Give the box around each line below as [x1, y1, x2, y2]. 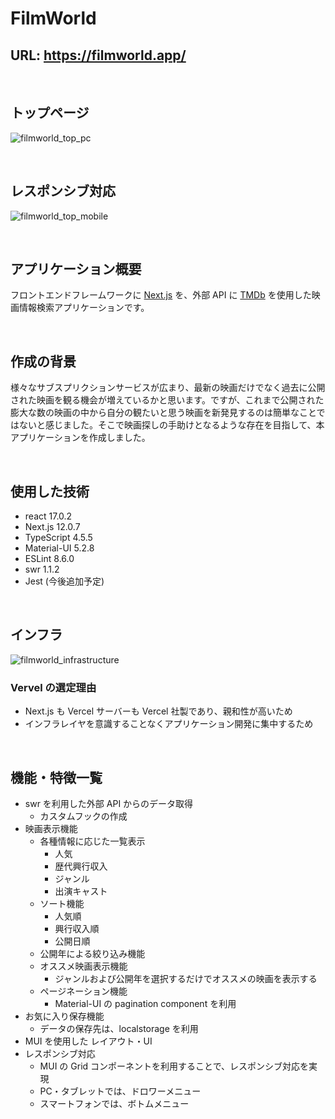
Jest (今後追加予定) [24, 575, 105, 587]
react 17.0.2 [24, 510, 73, 522]
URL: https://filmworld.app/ [10, 47, 187, 64]
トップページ [10, 105, 90, 122]
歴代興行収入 [54, 860, 108, 872]
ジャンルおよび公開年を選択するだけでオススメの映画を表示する [54, 972, 318, 984]
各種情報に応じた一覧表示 [39, 835, 146, 847]
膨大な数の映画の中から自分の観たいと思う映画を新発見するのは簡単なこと [10, 407, 317, 419]
